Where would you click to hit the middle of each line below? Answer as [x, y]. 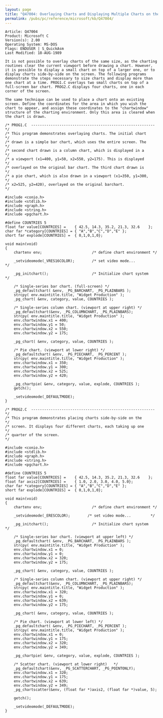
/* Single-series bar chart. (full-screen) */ [62, 287]
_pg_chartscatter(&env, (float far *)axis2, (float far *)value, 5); [86, 690]
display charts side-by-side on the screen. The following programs [76, 74]
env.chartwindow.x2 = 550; [41, 329]
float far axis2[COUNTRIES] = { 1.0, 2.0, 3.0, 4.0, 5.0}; [69, 482]
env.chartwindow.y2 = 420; [41, 376]
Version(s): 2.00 [23, 40]
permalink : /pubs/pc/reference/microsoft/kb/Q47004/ [59, 18]
